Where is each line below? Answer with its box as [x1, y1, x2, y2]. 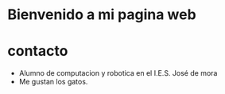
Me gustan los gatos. [18, 77, 88, 87]
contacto [7, 42, 68, 61]
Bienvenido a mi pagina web [7, 6, 196, 24]
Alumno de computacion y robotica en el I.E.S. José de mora [18, 69, 218, 78]
